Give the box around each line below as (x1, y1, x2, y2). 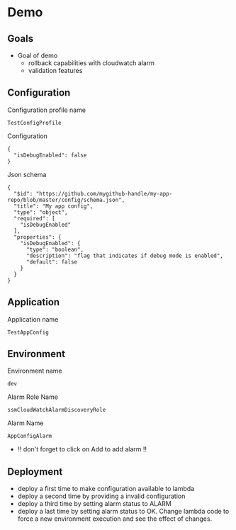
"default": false (26, 258, 78, 266)
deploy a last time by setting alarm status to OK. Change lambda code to (17, 507, 230, 516)
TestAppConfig (7, 329, 50, 336)
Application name (7, 315, 59, 323)
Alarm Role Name (7, 393, 59, 401)
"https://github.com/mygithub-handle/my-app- (35, 190, 173, 197)
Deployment (7, 466, 63, 478)
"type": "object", (13, 208, 69, 216)
